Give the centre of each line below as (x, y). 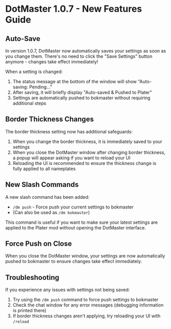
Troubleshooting (32, 277)
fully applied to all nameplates (44, 169)
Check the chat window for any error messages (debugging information (88, 305)
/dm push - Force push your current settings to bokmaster (73, 207)
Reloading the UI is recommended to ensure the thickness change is (84, 163)
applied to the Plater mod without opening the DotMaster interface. (76, 227)
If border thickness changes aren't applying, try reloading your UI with (87, 316)
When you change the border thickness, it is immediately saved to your (87, 142)
